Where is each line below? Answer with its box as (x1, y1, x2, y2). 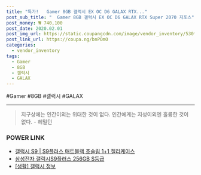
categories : (6, 42, 36, 48)
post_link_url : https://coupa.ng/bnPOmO (6, 36, 109, 42)
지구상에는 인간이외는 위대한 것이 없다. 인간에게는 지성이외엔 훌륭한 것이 (20, 111, 189, 118)
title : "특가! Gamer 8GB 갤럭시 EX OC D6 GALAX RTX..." (6, 8, 148, 15)
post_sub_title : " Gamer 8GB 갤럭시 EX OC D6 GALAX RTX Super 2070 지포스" (6, 14, 194, 20)
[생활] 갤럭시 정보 (14, 162, 56, 170)
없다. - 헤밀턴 (20, 118, 53, 125)
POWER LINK (6, 134, 45, 142)
